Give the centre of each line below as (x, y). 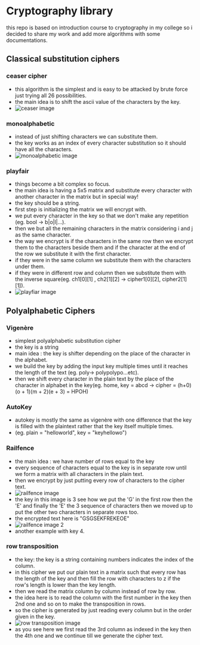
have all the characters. (44, 149)
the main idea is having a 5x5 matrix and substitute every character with (103, 191)
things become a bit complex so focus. (62, 184)
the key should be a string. (47, 203)
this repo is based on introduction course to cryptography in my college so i (99, 27)
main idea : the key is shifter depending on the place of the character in (103, 353)
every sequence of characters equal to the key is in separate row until (101, 468)
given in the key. (35, 616)
